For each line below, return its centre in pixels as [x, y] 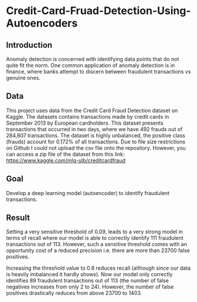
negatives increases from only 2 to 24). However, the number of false [90, 287]
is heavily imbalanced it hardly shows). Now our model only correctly [89, 274]
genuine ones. [23, 78]
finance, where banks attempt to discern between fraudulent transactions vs [98, 71]
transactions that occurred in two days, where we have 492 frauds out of [94, 129]
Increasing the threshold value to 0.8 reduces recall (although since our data [98, 268]
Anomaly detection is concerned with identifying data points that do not [93, 59]
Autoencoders [42, 23]
